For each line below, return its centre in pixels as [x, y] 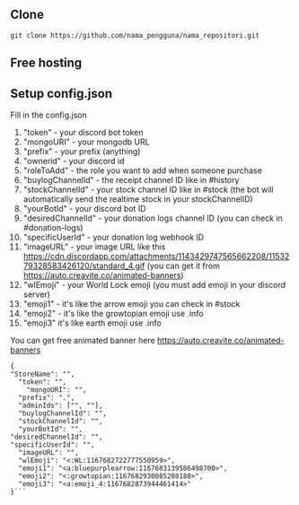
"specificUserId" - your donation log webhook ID [114, 238]
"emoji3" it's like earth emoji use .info [92, 323]
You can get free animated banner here [83, 341]
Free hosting [46, 63]
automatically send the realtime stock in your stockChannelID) [138, 199]
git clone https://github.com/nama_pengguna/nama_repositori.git [135, 35]
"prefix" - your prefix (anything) [82, 152]
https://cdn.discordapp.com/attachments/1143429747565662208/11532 [156, 257]
